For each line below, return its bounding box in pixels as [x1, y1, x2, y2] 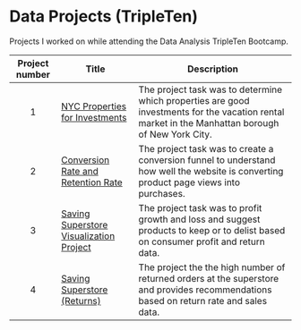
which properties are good [138, 94, 250, 106]
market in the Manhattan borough [138, 116, 279, 129]
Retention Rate [61, 176, 123, 189]
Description [187, 63, 239, 75]
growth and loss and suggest [138, 213, 261, 225]
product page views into [138, 176, 240, 189]
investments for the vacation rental [138, 106, 285, 118]
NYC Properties [61, 100, 127, 113]
